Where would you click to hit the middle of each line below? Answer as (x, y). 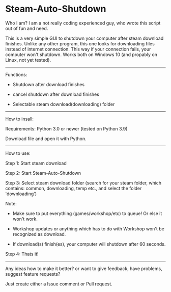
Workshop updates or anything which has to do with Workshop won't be (88, 229)
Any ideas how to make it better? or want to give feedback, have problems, (84, 269)
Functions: (16, 74)
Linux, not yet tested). (28, 60)
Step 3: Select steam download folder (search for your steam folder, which (83, 183)
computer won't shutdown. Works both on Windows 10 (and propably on (81, 55)
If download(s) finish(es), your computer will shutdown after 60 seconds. (89, 244)
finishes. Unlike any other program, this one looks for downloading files (80, 43)
